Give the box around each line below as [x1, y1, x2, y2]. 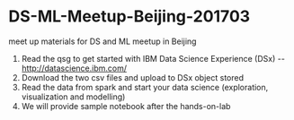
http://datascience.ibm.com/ [21, 63, 128, 73]
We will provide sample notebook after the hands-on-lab [21, 100, 231, 111]
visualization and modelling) [21, 91, 126, 102]
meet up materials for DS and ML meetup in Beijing [8, 36, 197, 47]
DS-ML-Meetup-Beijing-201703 [8, 6, 251, 27]
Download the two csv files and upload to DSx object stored [21, 72, 245, 82]
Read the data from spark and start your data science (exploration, [21, 81, 269, 92]
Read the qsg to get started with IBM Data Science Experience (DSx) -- [21, 53, 285, 64]
